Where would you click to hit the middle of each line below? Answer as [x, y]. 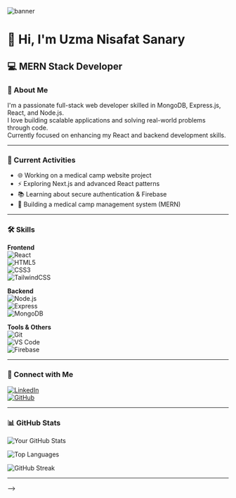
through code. [28, 127]
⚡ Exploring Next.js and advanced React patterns [88, 184]
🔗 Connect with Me [40, 375]
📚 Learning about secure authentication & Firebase [92, 194]
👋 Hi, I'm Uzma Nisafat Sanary [96, 40]
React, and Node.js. [36, 113]
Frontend [21, 248]
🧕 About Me [28, 89]
